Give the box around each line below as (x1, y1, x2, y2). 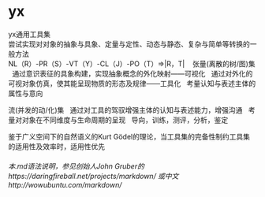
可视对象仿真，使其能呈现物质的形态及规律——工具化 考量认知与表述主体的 (8, 78, 256, 88)
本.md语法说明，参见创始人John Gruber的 (8, 161, 144, 171)
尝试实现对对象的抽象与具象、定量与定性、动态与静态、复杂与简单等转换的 (8, 39, 250, 49)
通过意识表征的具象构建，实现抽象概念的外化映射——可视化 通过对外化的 (11, 69, 253, 78)
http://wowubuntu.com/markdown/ (8, 180, 122, 189)
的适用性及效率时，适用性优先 (8, 141, 105, 151)
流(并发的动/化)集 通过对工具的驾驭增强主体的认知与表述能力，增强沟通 (8, 105, 243, 114)
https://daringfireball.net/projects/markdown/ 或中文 (8, 171, 179, 180)
